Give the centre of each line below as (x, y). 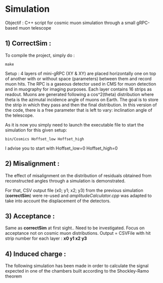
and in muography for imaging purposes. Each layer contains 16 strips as (79, 89)
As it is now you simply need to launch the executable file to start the (75, 125)
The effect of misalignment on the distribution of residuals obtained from (78, 175)
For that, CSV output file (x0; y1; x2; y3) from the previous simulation (74, 190)
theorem (13, 276)
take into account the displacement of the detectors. (58, 201)
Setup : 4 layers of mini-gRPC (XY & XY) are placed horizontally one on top (81, 73)
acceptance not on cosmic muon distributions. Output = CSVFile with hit (78, 233)
